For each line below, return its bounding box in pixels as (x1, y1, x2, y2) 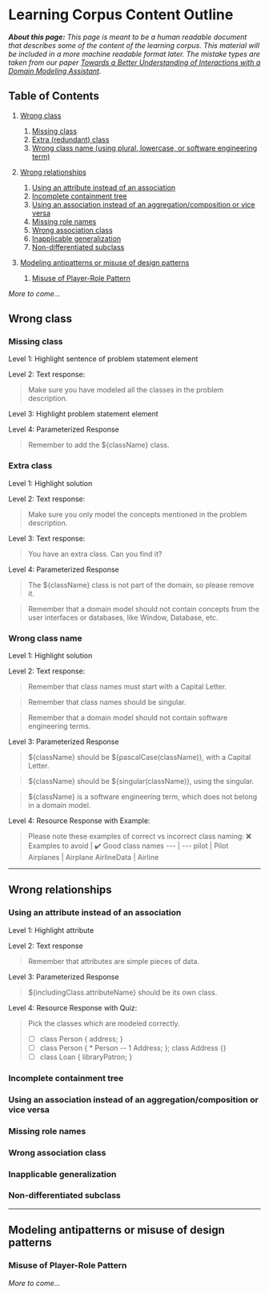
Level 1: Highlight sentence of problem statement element (8, 354, 199, 364)
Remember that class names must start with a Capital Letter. (27, 682, 227, 692)
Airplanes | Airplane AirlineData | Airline (27, 853, 159, 862)
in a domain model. (27, 801, 91, 810)
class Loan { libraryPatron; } (39, 1051, 133, 1062)
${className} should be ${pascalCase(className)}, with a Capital (27, 753, 251, 762)
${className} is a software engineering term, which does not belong (27, 792, 258, 802)
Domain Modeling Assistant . (8, 66, 102, 75)
